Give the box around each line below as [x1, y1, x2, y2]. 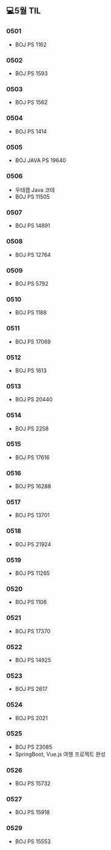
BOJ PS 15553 [15, 837, 51, 845]
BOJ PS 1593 [15, 69, 48, 77]
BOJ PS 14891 [15, 222, 50, 229]
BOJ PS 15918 [15, 809, 50, 816]
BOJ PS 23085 [15, 743, 53, 750]
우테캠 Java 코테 [15, 186, 55, 194]
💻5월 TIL [6, 5, 41, 16]
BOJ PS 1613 [15, 367, 47, 374]
